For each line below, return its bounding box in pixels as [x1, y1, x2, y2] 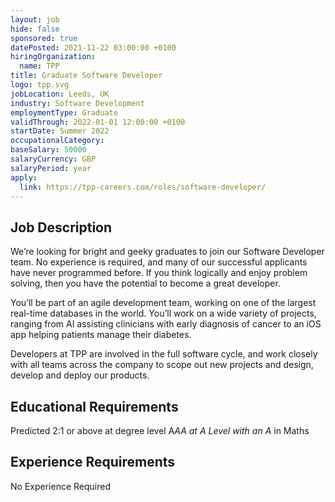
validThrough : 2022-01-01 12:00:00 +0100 [10, 117, 186, 127]
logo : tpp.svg [10, 80, 70, 90]
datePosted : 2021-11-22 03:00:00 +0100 [10, 42, 177, 53]
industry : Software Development [10, 98, 145, 108]
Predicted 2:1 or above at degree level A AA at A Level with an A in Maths [10, 425, 310, 436]
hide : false [10, 24, 60, 34]
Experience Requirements [10, 454, 176, 471]
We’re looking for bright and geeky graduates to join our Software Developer [10, 246, 325, 258]
